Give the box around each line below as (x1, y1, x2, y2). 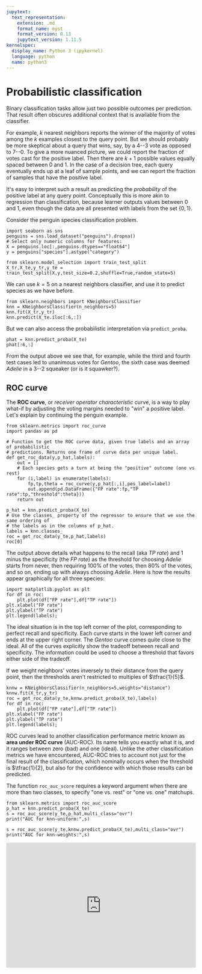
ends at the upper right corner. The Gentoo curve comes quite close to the (6, 636, 191, 643)
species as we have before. (6, 287, 75, 295)
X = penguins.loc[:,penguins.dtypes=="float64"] (6, 244, 130, 250)
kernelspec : (6, 43, 36, 49)
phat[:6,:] (6, 342, 34, 348)
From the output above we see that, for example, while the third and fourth (6, 352, 191, 360)
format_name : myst (17, 25, 63, 32)
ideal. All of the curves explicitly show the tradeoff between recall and (6, 643, 179, 650)
